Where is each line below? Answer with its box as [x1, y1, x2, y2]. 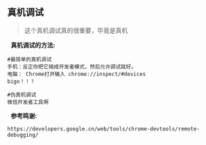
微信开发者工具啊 [7, 99, 49, 106]
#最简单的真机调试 [7, 56, 52, 63]
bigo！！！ [7, 78, 36, 85]
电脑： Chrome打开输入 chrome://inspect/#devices [7, 70, 146, 77]
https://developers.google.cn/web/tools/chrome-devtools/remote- [7, 125, 200, 133]
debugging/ [7, 131, 39, 138]
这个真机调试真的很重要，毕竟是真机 [24, 26, 128, 35]
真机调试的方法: [10, 41, 55, 49]
